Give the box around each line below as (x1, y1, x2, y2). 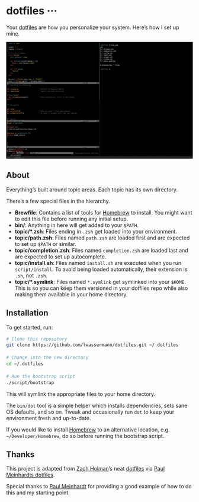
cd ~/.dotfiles (6, 361, 44, 367)
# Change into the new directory (6, 354, 89, 361)
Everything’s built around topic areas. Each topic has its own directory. (6, 186, 178, 193)
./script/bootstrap (6, 379, 54, 386)
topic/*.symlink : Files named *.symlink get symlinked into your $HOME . (14, 278, 187, 285)
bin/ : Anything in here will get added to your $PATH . (14, 221, 139, 229)
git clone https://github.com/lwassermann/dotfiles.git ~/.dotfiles (6, 342, 179, 348)
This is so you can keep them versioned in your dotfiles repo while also (14, 284, 188, 292)
